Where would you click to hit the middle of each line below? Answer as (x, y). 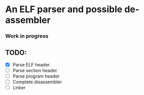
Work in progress (27, 36)
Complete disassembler (37, 82)
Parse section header (35, 70)
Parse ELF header (31, 65)
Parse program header (36, 76)
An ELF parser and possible (64, 9)
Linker (19, 88)
